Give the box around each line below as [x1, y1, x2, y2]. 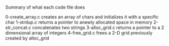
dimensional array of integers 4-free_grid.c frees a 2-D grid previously [5, 30, 153, 35]
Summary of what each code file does [5, 4, 85, 10]
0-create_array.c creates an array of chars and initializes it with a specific [5, 14, 159, 19]
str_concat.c [5, 24, 31, 30]
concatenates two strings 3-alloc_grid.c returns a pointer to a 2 [32, 24, 164, 30]
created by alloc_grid [5, 35, 49, 41]
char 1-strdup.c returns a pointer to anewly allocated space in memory [5, 19, 153, 25]
